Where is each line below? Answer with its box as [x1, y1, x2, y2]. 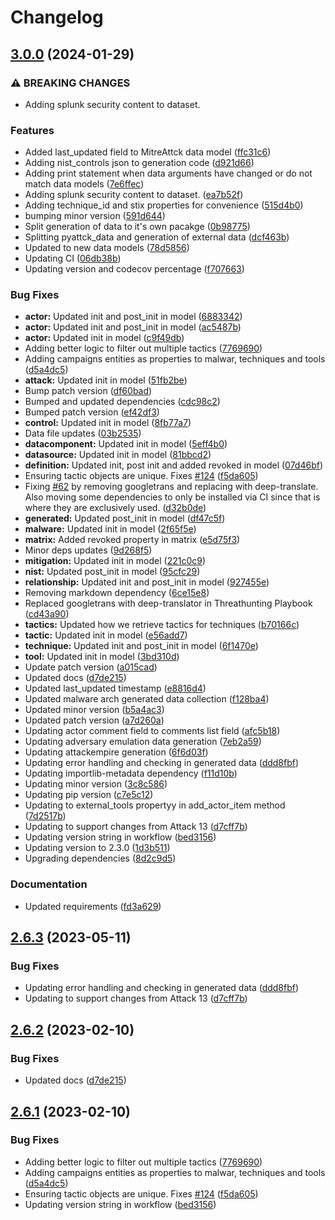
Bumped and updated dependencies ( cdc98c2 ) [24, 396, 221, 408]
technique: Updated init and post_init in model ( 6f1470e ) [24, 640, 259, 652]
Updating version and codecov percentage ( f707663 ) [24, 263, 245, 275]
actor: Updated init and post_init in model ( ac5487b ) [24, 321, 242, 333]
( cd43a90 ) [24, 608, 70, 620]
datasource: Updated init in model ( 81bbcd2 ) [24, 449, 212, 461]
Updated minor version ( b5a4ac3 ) [24, 704, 165, 716]
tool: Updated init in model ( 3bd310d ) [24, 651, 180, 663]
